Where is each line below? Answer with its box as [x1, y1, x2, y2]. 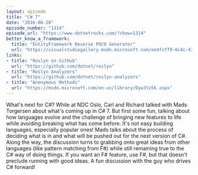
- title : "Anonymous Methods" [6, 80, 81, 86]
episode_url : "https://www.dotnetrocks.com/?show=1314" [6, 31, 146, 36]
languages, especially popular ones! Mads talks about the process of [6, 126, 174, 133]
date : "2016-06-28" [6, 19, 54, 25]
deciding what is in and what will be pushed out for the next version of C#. [6, 132, 187, 139]
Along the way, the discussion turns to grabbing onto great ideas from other [6, 139, 190, 146]
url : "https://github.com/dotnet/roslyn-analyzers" [11, 74, 141, 80]
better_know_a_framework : [6, 36, 70, 42]
